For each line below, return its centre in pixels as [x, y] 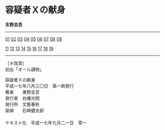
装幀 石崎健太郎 [25, 110]
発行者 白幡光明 [22, 98]
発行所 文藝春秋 [22, 104]
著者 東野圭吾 [22, 92]
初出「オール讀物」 [25, 69]
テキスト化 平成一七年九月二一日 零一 [46, 123]
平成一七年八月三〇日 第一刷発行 [40, 86]
